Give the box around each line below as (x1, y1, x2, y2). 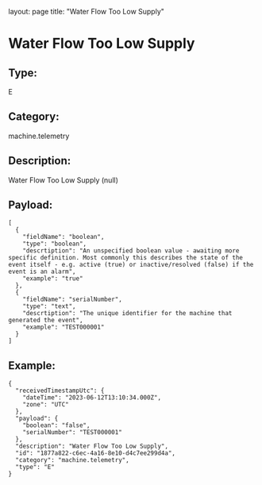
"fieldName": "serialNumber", (22, 295, 123, 304)
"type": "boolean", (22, 240, 87, 248)
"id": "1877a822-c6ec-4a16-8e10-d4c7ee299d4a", (15, 449, 176, 457)
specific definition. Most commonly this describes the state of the (8, 254, 244, 262)
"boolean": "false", (22, 421, 91, 429)
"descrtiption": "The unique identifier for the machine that (22, 310, 233, 318)
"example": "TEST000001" (22, 323, 105, 332)
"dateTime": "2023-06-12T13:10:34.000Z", (22, 394, 161, 402)
